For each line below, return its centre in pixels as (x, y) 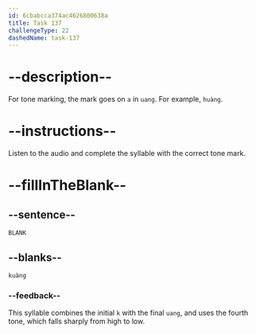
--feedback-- (35, 295)
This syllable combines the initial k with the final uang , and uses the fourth (128, 313)
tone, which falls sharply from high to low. (77, 321)
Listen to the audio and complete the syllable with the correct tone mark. (127, 153)
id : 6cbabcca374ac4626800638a (58, 16)
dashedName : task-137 (44, 38)
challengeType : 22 (39, 30)
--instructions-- (62, 131)
